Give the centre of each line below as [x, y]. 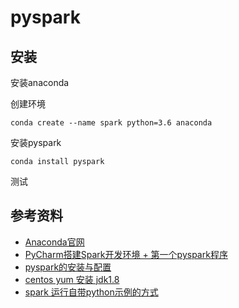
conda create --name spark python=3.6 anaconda [111, 123]
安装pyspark [36, 142]
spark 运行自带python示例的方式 [91, 292]
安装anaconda [40, 82]
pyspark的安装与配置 [68, 267]
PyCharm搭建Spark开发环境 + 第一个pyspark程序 [126, 254]
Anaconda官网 [54, 242]
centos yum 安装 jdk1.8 [72, 279]
